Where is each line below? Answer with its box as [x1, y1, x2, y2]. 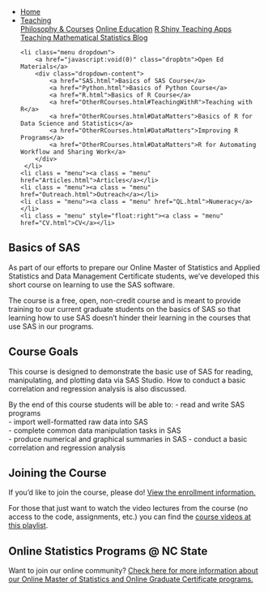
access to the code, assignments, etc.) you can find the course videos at [8, 512, 251, 522]
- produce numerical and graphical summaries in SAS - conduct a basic [8, 434, 248, 443]
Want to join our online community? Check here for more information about [8, 566, 259, 576]
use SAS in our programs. [8, 321, 95, 331]
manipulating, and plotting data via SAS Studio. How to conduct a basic [8, 375, 246, 385]
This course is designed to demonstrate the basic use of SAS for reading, [8, 366, 253, 376]
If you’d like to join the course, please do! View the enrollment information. [8, 487, 257, 498]
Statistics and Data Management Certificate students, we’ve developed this [8, 271, 260, 281]
